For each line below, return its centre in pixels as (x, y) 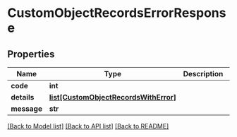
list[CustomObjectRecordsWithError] (113, 97)
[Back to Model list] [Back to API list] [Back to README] (88, 126)
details (23, 97)
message (26, 109)
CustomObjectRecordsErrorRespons (117, 13)
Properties (31, 54)
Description (203, 74)
